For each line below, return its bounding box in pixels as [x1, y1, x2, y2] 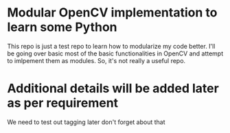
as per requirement [7, 95, 119, 111]
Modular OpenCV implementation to [7, 5, 218, 21]
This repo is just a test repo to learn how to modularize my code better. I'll [7, 42, 216, 50]
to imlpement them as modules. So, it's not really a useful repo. [7, 56, 186, 64]
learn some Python [7, 19, 118, 35]
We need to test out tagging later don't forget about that [7, 118, 166, 126]
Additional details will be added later [7, 81, 220, 97]
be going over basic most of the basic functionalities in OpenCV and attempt [7, 49, 224, 58]
